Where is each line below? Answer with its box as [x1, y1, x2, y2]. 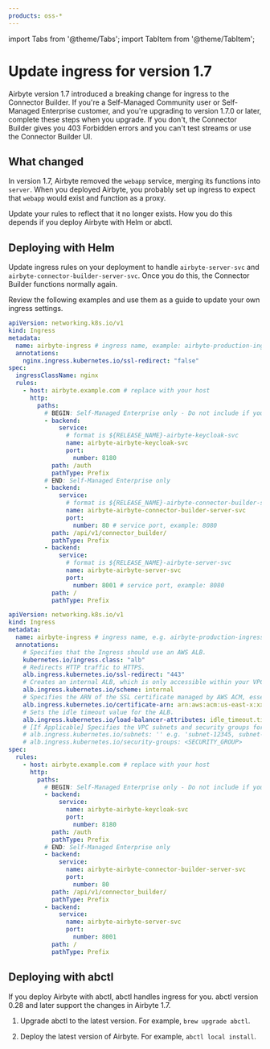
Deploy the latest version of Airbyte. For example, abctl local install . [19, 1031, 257, 1041]
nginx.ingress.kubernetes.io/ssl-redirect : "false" [22, 356, 199, 365]
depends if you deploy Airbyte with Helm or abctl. [8, 218, 173, 227]
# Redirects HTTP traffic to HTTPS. [22, 663, 146, 671]
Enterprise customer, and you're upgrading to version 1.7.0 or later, [41, 106, 262, 115]
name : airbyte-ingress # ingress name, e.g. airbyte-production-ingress [15, 633, 264, 641]
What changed [8, 155, 84, 168]
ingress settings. [8, 304, 63, 313]
